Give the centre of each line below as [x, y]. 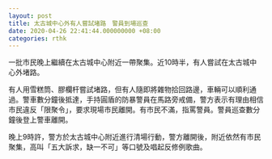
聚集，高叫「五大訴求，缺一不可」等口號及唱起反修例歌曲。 [108, 147]
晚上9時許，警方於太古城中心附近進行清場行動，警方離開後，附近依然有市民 [135, 137]
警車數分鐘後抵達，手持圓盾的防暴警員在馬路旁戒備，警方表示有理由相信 [143, 100]
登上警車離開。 [47, 120]
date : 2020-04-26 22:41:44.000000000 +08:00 [85, 31]
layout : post [30, 16]
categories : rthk [38, 38]
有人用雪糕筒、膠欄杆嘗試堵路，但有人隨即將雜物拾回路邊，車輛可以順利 [129, 90]
